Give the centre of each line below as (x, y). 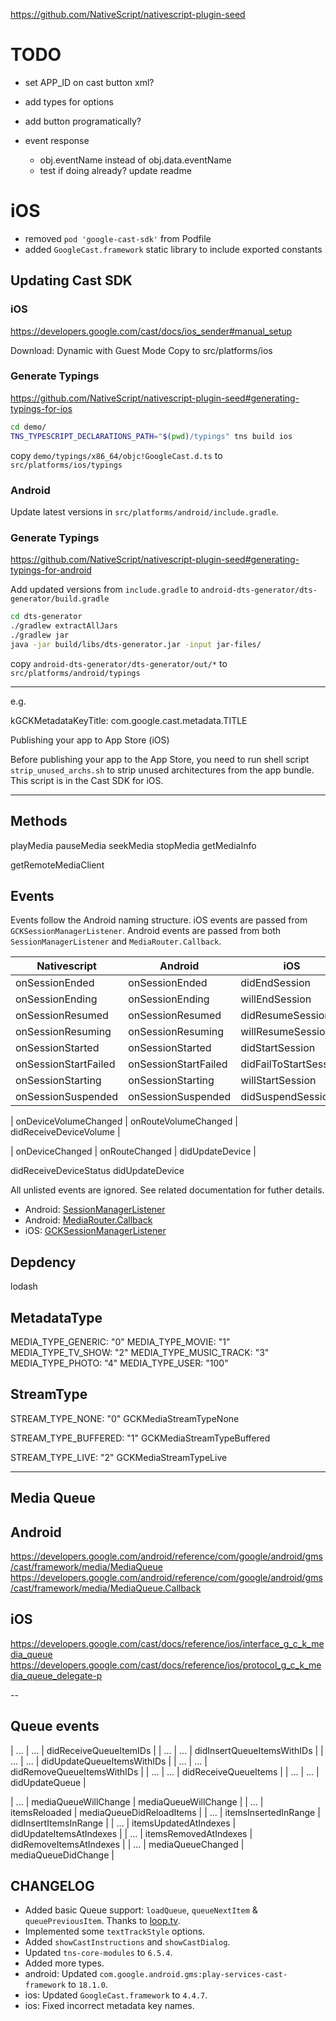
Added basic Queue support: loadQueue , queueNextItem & (141, 1910)
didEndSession (275, 983)
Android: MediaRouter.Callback (88, 1220)
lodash (24, 1286)
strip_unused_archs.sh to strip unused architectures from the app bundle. (162, 770)
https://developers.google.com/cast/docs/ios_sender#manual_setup (151, 331)
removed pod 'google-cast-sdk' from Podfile (118, 238)
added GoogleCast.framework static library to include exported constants (173, 249)
